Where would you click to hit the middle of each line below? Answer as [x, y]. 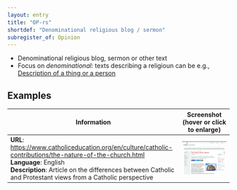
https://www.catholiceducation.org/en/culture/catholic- [91, 147]
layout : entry [28, 15]
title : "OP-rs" [30, 22]
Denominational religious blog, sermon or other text [92, 58]
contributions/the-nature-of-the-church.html [78, 155]
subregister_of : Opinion [44, 37]
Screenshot [204, 114]
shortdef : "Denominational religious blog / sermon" [86, 30]
